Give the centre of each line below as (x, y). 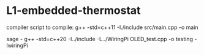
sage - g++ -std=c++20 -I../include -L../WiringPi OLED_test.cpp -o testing (100, 39)
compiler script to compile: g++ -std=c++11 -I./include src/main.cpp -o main (102, 27)
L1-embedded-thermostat (74, 11)
